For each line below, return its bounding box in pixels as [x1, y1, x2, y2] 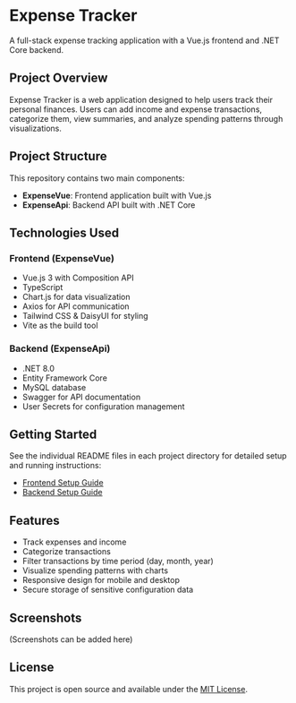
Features [9, 512, 60, 528]
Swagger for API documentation [21, 391, 141, 402]
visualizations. [9, 123, 63, 133]
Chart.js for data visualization [21, 292, 131, 303]
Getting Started [9, 426, 97, 442]
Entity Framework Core [21, 373, 107, 383]
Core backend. [9, 44, 64, 55]
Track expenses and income [21, 536, 127, 547]
